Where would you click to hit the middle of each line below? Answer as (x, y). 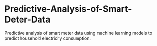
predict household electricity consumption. (48, 38)
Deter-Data (28, 19)
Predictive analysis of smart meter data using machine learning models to (78, 33)
